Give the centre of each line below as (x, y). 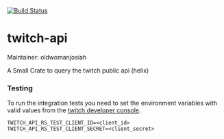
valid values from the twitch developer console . (74, 110)
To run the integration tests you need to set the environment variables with (112, 103)
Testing (20, 88)
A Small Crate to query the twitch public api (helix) (78, 70)
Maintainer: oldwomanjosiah (47, 57)
